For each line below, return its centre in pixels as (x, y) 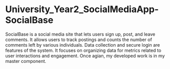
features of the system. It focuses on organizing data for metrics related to (83, 50)
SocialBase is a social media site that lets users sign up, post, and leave (80, 34)
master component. (26, 61)
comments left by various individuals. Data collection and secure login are (83, 45)
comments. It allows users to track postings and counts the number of (79, 40)
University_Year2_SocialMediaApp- (82, 9)
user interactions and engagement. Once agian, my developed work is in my (85, 56)
